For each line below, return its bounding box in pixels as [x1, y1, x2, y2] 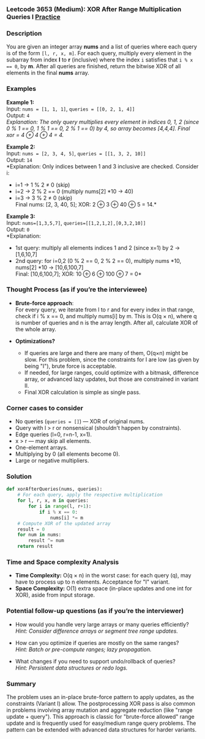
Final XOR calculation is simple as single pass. [24, 388, 141, 396]
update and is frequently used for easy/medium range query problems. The [6, 719, 196, 727]
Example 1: [6, 98, 35, 106]
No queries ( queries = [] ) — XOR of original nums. [15, 418, 145, 425]
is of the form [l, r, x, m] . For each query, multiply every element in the [6, 50, 192, 57]
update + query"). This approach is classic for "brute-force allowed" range [6, 713, 195, 720]
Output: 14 [6, 156, 32, 163]
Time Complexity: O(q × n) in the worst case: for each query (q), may [15, 572, 192, 579]
